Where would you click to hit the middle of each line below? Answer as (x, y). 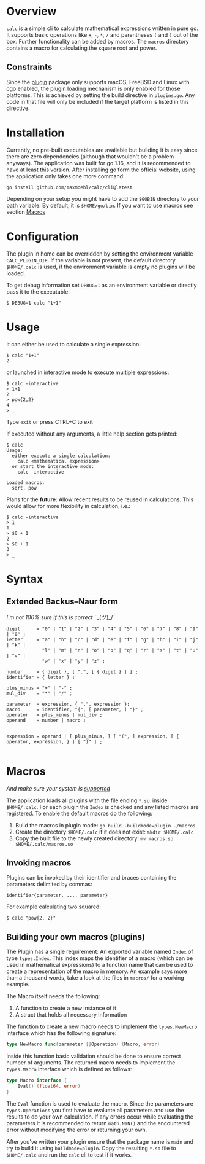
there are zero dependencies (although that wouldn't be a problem (90, 156)
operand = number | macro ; (46, 720)
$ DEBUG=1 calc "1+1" (34, 303)
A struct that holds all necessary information (71, 1015)
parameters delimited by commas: (49, 884)
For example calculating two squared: (54, 907)
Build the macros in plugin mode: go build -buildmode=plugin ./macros (105, 825)
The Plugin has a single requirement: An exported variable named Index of (100, 952)
